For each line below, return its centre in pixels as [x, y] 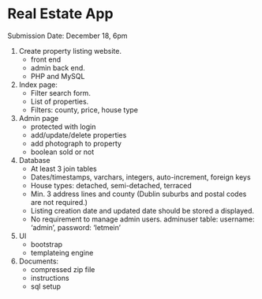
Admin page [39, 118]
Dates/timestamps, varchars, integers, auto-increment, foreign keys [140, 177]
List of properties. [60, 101]
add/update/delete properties [79, 134]
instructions [50, 278]
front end [46, 59]
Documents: [39, 261]
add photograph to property [76, 143]
